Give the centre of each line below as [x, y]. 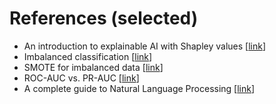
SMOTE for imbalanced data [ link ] [93, 67]
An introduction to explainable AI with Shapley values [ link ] [145, 46]
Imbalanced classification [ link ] [88, 56]
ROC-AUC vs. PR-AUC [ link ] [81, 78]
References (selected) [104, 18]
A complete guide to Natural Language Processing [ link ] [139, 88]
